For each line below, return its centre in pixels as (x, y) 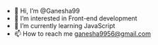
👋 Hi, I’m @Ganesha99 (47, 11)
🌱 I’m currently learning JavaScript (64, 26)
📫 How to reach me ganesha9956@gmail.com (82, 34)
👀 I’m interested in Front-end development (75, 18)
